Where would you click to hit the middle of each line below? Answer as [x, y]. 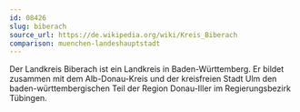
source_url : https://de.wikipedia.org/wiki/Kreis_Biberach [124, 35]
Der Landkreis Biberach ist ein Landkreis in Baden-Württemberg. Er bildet [147, 69]
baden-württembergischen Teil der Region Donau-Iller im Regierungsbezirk [150, 88]
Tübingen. [28, 98]
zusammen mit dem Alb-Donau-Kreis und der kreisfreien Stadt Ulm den [143, 79]
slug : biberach [38, 26]
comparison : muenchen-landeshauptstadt [85, 43]
